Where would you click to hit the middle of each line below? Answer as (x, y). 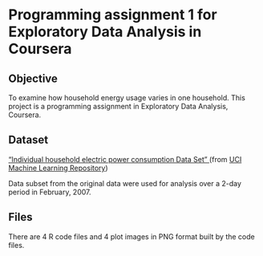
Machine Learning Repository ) (58, 168)
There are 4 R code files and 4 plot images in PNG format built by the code (131, 236)
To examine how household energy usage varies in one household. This (127, 98)
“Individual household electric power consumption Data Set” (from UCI (125, 159)
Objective (33, 78)
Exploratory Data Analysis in (105, 32)
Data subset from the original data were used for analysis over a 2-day (125, 183)
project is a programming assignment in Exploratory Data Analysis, (118, 106)
